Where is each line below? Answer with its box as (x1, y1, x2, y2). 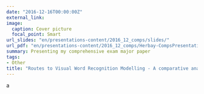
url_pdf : (6, 43, 29, 49)
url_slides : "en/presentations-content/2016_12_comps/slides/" (6, 37, 170, 43)
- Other (6, 59, 26, 65)
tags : (6, 54, 20, 60)
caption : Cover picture (12, 25, 72, 32)
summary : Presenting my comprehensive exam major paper (6, 49, 151, 55)
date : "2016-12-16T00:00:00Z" (6, 8, 83, 15)
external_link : (6, 15, 45, 21)
